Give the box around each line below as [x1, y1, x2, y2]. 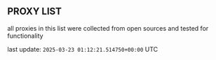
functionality [7, 31, 43, 40]
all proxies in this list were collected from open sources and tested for [7, 24, 209, 32]
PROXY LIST [7, 6, 62, 17]
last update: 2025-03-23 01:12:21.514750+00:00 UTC [7, 45, 158, 53]
